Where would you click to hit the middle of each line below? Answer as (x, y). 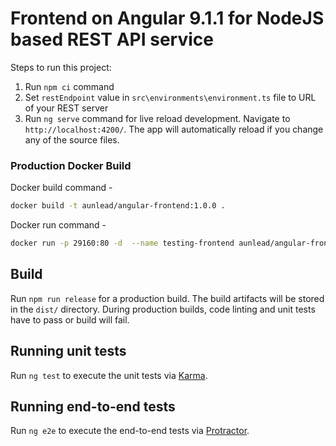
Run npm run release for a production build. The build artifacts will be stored (167, 298)
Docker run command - (58, 225)
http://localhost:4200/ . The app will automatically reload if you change (174, 129)
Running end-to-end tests (93, 406)
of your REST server (66, 108)
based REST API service (112, 39)
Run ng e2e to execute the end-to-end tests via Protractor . (130, 431)
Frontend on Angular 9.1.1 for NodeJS (167, 18)
